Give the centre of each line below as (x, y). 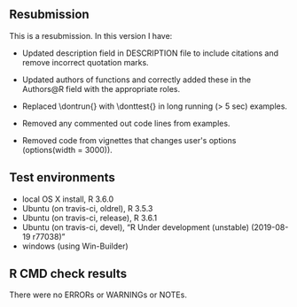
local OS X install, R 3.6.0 (68, 199)
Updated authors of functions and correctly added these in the (136, 80)
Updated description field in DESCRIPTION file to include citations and (150, 53)
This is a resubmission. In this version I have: (91, 35)
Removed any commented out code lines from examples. (126, 123)
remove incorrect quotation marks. (85, 62)
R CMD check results (68, 274)
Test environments (62, 177)
